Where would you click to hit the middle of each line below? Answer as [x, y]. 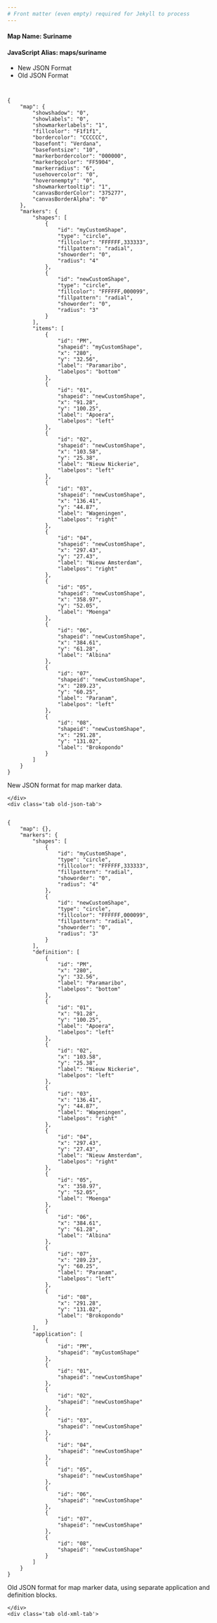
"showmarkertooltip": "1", [72, 187]
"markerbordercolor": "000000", [80, 156]
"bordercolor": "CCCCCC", [71, 138]
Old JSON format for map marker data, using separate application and [109, 1588]
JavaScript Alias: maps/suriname [57, 52]
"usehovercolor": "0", [66, 175]
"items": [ [48, 329]
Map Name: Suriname [40, 37]
